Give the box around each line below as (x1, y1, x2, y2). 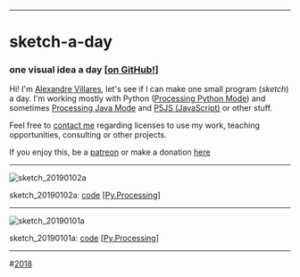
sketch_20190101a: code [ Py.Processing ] (9, 233, 159, 244)
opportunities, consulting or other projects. (9, 130, 167, 140)
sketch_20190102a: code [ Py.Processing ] (9, 189, 161, 201)
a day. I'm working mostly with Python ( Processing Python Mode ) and (9, 93, 266, 104)
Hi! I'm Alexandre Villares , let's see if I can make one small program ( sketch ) (9, 84, 289, 95)
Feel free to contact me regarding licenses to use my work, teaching (9, 120, 261, 130)
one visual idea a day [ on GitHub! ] (9, 63, 159, 76)
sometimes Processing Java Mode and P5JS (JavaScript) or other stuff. (9, 103, 273, 113)
